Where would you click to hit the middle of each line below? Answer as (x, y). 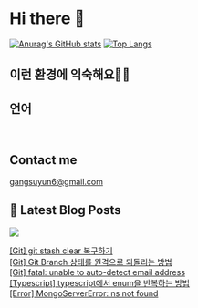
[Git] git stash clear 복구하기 (61, 251)
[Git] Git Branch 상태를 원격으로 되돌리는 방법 (91, 262)
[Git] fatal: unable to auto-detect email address (97, 272)
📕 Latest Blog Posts (65, 210)
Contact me (43, 160)
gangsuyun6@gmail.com (56, 181)
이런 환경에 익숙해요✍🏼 (70, 75)
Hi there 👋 (47, 19)
